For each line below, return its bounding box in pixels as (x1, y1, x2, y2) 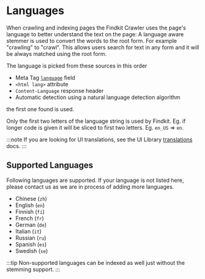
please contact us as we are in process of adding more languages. (6, 183, 174, 191)
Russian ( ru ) (15, 234, 47, 242)
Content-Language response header (15, 87, 104, 94)
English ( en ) (15, 201, 45, 209)
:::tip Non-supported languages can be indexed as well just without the (6, 259, 185, 266)
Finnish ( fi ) (15, 208, 45, 215)
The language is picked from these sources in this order (6, 62, 147, 69)
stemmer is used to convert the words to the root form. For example (6, 37, 177, 44)
